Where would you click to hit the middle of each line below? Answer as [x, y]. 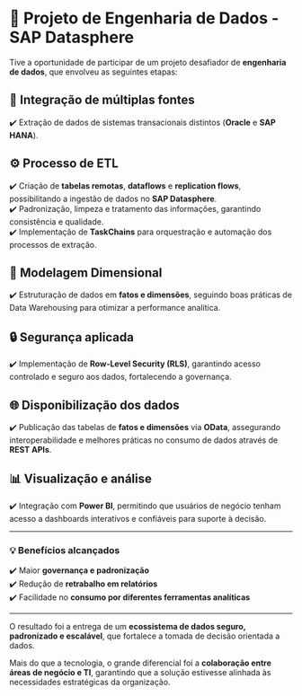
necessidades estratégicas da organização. [90, 683]
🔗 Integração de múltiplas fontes [102, 100]
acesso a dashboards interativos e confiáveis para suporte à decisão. [138, 518]
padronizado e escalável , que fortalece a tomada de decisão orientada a [145, 636]
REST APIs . [31, 449]
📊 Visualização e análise [81, 479]
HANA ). [24, 135]
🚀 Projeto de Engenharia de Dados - [144, 18]
